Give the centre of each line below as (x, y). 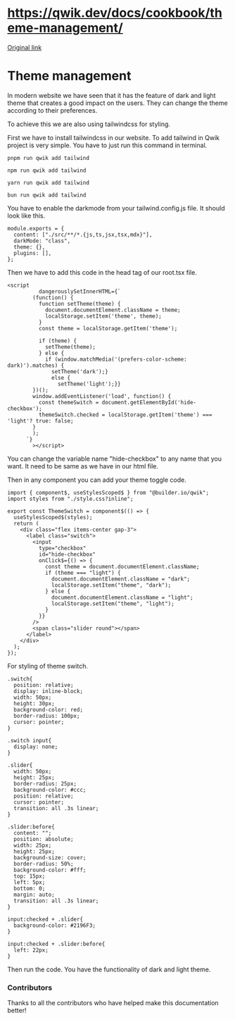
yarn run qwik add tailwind (49, 182)
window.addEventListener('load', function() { (102, 396)
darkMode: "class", (42, 241)
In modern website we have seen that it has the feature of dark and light (112, 95)
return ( (26, 523)
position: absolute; (44, 839)
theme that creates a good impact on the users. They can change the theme (118, 103)
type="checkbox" (62, 548)
